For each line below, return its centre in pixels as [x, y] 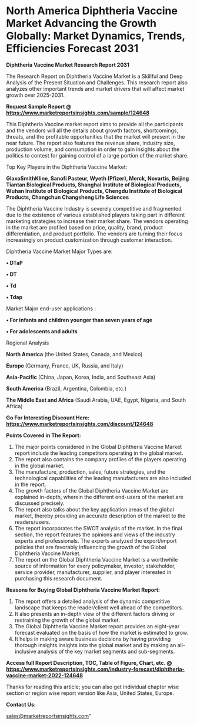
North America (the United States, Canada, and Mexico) [74, 354]
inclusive [25, 651]
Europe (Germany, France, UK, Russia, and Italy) [65, 365]
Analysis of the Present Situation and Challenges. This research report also [97, 82]
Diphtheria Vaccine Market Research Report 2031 [68, 65]
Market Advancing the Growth [81, 23]
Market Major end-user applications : [51, 309]
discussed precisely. [39, 503]
